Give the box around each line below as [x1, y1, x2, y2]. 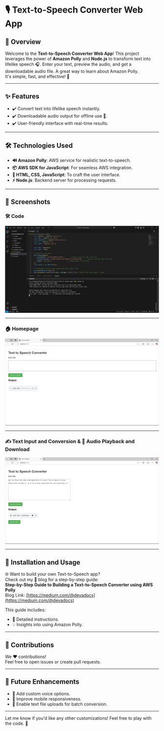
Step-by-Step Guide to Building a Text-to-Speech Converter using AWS [5, 582, 153, 588]
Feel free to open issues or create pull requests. [5, 659, 102, 665]
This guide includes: [5, 607, 46, 613]
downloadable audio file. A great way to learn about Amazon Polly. [5, 69, 139, 74]
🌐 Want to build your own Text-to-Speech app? [5, 571, 101, 577]
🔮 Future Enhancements [5, 678, 80, 686]
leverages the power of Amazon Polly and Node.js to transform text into [5, 56, 151, 62]
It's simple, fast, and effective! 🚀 [5, 73, 70, 79]
